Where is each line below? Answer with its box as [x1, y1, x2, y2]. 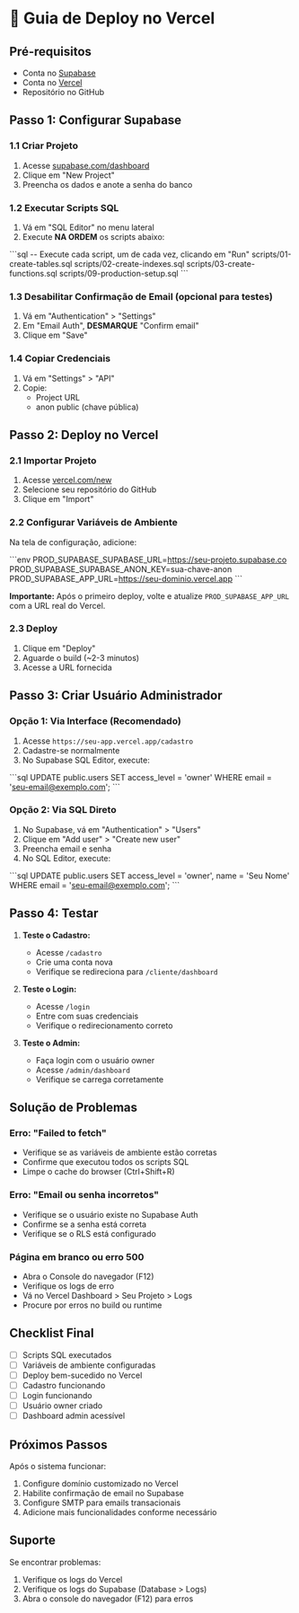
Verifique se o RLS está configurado [22, 1228, 157, 1238]
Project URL [35, 392, 81, 402]
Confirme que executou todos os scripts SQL [22, 1157, 189, 1168]
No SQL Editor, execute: [22, 852, 111, 863]
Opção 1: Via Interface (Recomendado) [9, 715, 181, 727]
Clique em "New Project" [22, 170, 115, 181]
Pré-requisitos [9, 44, 92, 59]
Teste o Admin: [22, 1037, 81, 1048]
